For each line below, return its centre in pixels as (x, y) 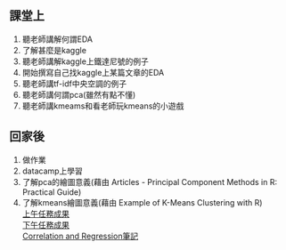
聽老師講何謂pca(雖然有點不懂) (79, 94)
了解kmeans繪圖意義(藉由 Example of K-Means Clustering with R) (142, 202)
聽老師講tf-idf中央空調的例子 (74, 84)
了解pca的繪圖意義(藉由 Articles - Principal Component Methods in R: (150, 181)
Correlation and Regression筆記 (80, 236)
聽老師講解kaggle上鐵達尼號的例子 (86, 61)
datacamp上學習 (52, 171)
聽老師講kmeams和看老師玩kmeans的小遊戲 (103, 106)
